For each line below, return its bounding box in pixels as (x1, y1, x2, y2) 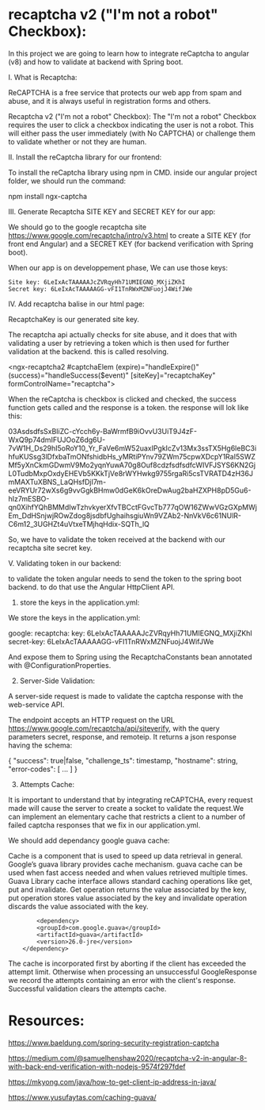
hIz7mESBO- (8, 494, 50, 503)
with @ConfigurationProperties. (8, 660, 112, 670)
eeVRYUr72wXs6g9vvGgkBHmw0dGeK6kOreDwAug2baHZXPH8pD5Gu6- (8, 486, 252, 495)
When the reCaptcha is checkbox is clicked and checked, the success (8, 394, 237, 404)
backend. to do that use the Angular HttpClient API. (8, 582, 176, 592)
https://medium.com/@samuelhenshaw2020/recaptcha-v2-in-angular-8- (8, 1053, 248, 1062)
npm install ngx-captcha (8, 191, 88, 201)
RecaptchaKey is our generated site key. (8, 314, 140, 324)
